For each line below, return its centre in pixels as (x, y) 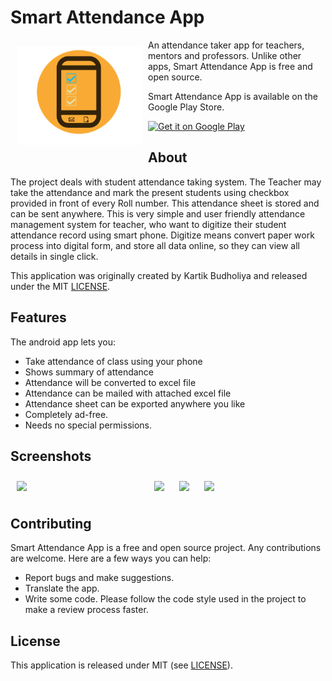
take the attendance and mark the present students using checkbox (150, 192)
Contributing (51, 523)
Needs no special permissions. (88, 425)
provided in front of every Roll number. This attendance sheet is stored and (165, 203)
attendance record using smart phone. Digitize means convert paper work (162, 235)
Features (38, 317)
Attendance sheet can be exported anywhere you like (135, 403)
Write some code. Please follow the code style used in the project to (165, 599)
